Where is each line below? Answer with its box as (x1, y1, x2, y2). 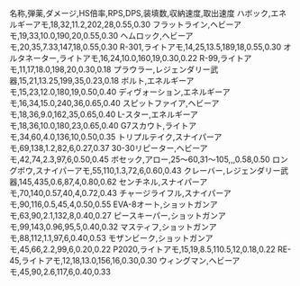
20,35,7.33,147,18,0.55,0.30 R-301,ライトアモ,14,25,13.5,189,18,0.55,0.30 (19, 41, 282, 52)
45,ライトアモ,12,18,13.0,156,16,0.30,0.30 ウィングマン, (9, 255, 209, 265)
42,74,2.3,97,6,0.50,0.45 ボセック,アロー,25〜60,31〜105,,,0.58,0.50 (19, 154, 270, 165)
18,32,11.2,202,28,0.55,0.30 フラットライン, (50, 19, 211, 30)
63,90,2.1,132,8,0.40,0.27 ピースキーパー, (19, 210, 171, 220)
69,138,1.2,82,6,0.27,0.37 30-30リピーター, (19, 143, 177, 153)
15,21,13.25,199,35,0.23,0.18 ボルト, (18, 76, 148, 85)
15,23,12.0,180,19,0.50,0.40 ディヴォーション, (18, 86, 184, 97)
